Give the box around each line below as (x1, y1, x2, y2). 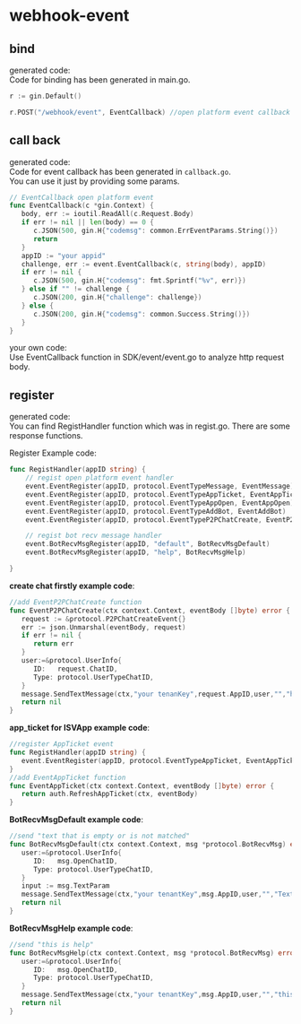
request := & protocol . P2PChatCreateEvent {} (21, 614, 186, 623)
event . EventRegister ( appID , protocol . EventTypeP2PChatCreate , (25, 515, 262, 525)
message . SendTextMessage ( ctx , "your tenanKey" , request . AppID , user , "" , (21, 690, 287, 699)
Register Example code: (9, 447, 97, 458)
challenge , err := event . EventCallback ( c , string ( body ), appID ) (21, 259, 267, 269)
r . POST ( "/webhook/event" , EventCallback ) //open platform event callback (9, 108, 291, 117)
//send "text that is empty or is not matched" (9, 831, 191, 841)
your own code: (9, 343, 67, 353)
